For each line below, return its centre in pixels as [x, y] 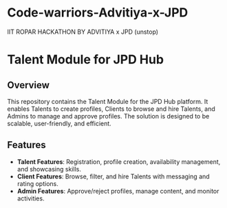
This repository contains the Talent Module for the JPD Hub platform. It [108, 101]
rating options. [37, 183]
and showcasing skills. [49, 169]
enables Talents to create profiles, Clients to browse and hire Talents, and [111, 109]
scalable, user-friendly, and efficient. [59, 123]
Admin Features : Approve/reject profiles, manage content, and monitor [118, 191]
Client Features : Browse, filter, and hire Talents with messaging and [113, 176]
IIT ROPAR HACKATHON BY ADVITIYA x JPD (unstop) [83, 32]
